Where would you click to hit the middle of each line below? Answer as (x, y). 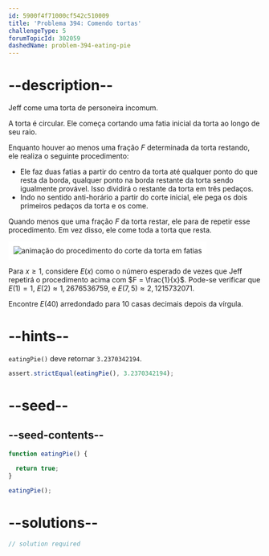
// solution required (45, 544)
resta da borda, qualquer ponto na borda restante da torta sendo (127, 180)
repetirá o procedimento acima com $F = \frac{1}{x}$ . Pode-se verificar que (134, 280)
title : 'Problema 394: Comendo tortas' (75, 23)
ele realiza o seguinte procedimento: (69, 156)
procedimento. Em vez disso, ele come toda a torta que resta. (110, 230)
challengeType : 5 (37, 31)
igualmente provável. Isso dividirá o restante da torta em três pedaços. (137, 189)
